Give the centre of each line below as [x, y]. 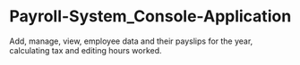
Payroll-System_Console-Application [150, 16]
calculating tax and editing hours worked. [86, 50]
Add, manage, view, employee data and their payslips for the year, [131, 41]
